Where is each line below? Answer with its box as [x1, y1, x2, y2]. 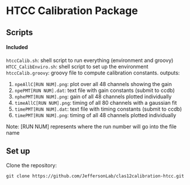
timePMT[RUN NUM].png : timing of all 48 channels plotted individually [14, 111, 177, 118]
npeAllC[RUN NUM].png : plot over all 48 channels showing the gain [14, 80, 172, 87]
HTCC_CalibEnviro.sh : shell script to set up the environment [6, 63, 148, 70]
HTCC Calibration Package [6, 4, 139, 18]
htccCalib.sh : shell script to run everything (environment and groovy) [6, 57, 174, 64]
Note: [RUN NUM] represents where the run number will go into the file [6, 123, 177, 130]
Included [6, 44, 28, 51]
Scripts [6, 28, 33, 37]
